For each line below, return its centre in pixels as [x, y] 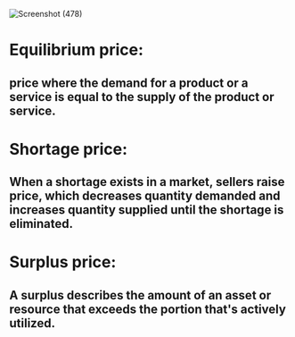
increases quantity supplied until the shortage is [147, 210]
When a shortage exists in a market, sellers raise [147, 182]
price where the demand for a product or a [129, 83]
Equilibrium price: [77, 50]
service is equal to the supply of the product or [142, 97]
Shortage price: [68, 149]
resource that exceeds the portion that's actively [148, 309]
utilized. [33, 323]
